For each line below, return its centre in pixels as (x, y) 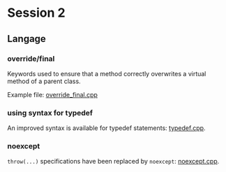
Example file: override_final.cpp (52, 94)
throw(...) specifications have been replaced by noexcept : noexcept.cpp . (113, 162)
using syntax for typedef (50, 113)
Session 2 (36, 13)
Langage (27, 39)
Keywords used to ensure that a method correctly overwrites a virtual (107, 73)
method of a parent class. (44, 81)
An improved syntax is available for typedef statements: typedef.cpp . (106, 128)
